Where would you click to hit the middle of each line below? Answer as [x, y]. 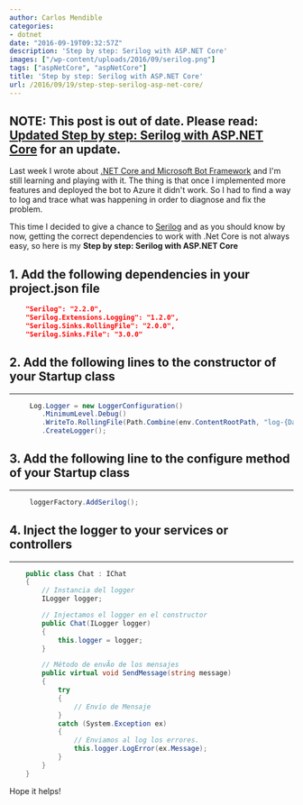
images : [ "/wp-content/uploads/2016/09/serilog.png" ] [113, 59]
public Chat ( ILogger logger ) [96, 623]
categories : [32, 26]
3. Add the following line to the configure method [150, 459]
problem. [26, 209]
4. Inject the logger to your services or [119, 531]
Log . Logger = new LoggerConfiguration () [106, 406]
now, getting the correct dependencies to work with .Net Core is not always [150, 236]
